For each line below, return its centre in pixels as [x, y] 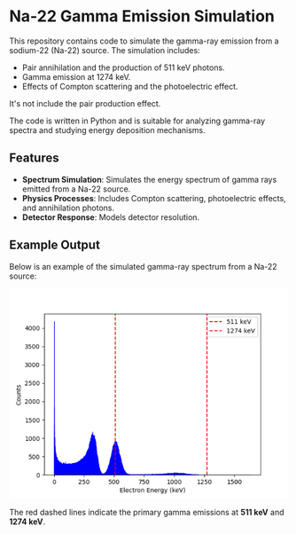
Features [34, 158]
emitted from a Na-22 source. [76, 189]
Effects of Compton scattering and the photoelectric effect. [130, 86]
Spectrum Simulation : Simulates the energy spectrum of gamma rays [149, 179]
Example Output [55, 245]
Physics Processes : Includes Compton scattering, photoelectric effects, [154, 198]
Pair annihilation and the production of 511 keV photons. [123, 67]
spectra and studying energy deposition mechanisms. [107, 130]
